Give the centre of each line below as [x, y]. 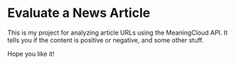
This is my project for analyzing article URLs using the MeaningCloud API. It [117, 32]
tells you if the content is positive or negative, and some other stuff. [105, 40]
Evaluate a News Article [79, 13]
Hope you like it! [31, 54]
